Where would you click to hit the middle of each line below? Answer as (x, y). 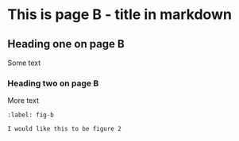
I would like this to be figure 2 (65, 129)
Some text (24, 63)
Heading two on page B (53, 83)
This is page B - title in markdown (119, 15)
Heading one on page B (66, 44)
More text (23, 101)
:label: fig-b (31, 115)
